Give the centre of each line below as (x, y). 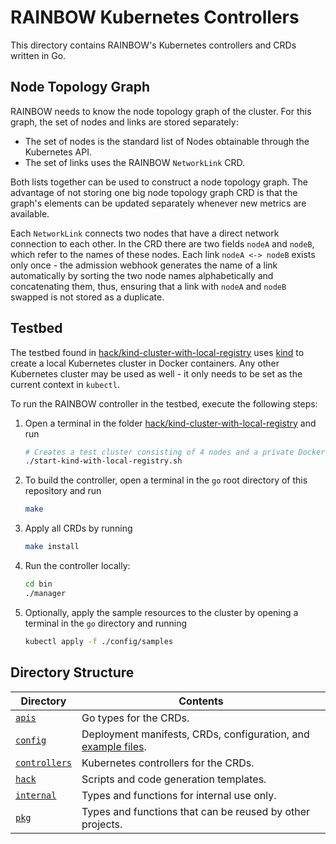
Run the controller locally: (77, 566)
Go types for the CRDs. (135, 718)
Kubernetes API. (58, 152)
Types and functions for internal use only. (179, 795)
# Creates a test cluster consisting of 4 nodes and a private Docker (175, 452)
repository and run (63, 491)
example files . (114, 746)
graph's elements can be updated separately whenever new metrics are (158, 203)
